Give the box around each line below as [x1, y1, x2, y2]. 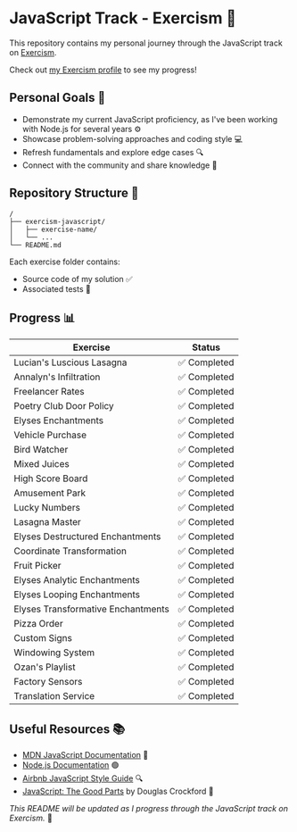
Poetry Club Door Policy [13, 400, 114, 412]
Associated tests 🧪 [21, 283, 91, 294]
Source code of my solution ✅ [21, 273, 133, 284]
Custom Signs [13, 632, 73, 645]
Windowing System [13, 646, 95, 659]
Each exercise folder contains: [9, 256, 120, 267]
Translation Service [13, 690, 95, 703]
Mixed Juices [13, 458, 70, 470]
